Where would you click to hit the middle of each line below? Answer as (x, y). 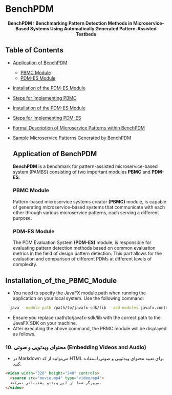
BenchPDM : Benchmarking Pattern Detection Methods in (70, 23)
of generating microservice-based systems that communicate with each (89, 207)
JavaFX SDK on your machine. (45, 323)
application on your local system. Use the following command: (78, 298)
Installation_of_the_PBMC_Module (61, 280)
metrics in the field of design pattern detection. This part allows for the (87, 253)
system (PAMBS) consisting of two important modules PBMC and (82, 172)
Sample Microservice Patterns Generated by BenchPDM (72, 138)
